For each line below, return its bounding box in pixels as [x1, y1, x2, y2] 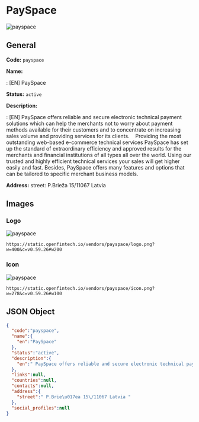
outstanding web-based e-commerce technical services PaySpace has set [6, 139, 188, 146]
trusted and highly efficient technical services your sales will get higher [6, 158, 180, 165]
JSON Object [6, 306, 55, 317]
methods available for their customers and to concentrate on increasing [6, 126, 181, 133]
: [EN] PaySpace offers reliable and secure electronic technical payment [6, 113, 182, 120]
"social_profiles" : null [11, 405, 70, 411]
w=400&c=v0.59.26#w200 [6, 247, 62, 252]
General [6, 40, 37, 50]
